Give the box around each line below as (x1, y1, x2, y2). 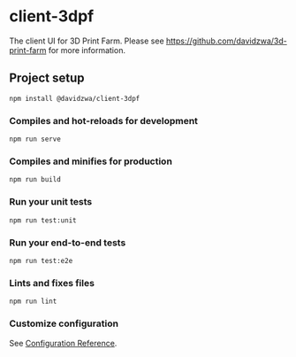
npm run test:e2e (9, 256, 73, 265)
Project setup (9, 71, 86, 86)
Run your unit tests (9, 196, 93, 208)
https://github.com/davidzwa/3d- (166, 35, 287, 46)
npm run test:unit (9, 215, 77, 225)
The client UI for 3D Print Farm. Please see (9, 35, 165, 46)
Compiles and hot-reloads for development (9, 114, 199, 127)
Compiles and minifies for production (9, 155, 172, 167)
